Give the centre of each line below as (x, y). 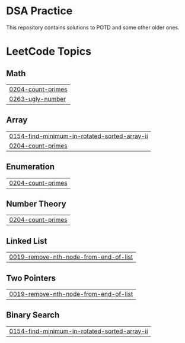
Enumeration (31, 167)
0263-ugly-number (38, 99)
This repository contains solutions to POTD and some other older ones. (93, 27)
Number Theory (36, 204)
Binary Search (33, 315)
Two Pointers (31, 278)
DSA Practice (39, 11)
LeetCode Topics (49, 51)
